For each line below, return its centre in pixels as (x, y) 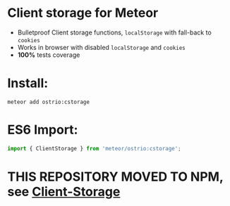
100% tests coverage (49, 55)
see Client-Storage (64, 192)
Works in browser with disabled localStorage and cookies (101, 47)
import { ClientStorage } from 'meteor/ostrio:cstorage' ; (94, 148)
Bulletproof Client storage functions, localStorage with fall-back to (114, 32)
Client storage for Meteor (83, 13)
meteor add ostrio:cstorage (49, 102)
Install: (28, 83)
